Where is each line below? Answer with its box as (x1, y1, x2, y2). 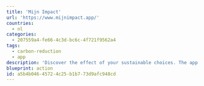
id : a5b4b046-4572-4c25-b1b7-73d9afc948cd (6, 71, 116, 77)
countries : (6, 20, 34, 26)
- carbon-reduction (12, 48, 62, 55)
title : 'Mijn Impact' (6, 8, 62, 15)
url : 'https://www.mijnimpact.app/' (6, 15, 100, 21)
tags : (6, 43, 20, 49)
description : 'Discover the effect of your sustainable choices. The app (6, 59, 199, 65)
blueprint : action (6, 65, 53, 71)
